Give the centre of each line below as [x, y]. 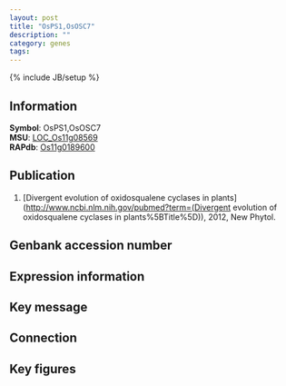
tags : [20, 52]
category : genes [40, 43]
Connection [43, 338]
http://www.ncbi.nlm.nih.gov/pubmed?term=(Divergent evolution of [152, 207]
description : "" [40, 35]
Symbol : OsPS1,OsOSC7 [55, 127]
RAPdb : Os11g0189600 [52, 147]
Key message [49, 307]
